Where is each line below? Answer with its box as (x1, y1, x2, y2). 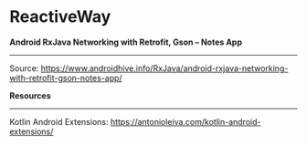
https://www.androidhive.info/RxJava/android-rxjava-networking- (40, 62, 289, 74)
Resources (9, 89, 52, 101)
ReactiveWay (9, 6, 111, 27)
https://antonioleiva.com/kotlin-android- (110, 116, 261, 127)
